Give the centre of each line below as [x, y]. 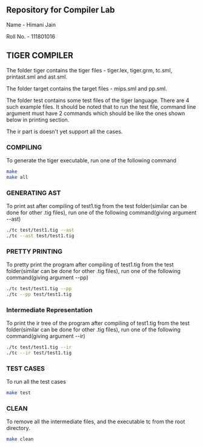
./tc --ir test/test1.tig [39, 353]
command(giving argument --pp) [48, 278]
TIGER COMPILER [40, 56]
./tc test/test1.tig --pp [39, 289]
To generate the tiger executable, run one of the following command [92, 160]
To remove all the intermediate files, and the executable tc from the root [96, 421]
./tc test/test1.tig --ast [40, 230]
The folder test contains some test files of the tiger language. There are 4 [98, 100]
